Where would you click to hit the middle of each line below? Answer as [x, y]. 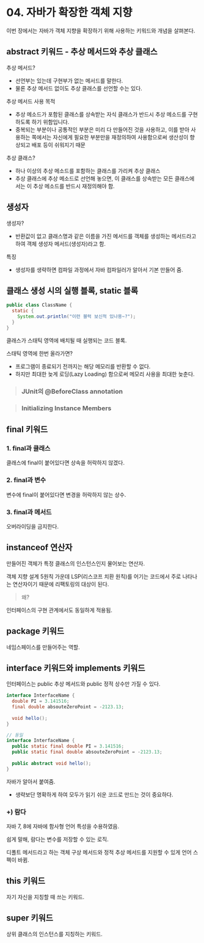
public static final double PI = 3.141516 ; [68, 746]
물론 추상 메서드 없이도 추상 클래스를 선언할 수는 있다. [78, 88]
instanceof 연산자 [39, 548]
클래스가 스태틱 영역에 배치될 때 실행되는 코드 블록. [67, 340]
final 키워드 [27, 429]
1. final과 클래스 [28, 448]
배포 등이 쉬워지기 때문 [58, 145]
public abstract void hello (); [52, 763]
